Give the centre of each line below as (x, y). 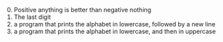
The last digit (32, 17)
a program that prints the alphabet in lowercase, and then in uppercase (115, 31)
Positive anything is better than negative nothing (83, 10)
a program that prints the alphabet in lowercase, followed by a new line (115, 24)
